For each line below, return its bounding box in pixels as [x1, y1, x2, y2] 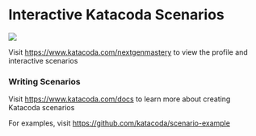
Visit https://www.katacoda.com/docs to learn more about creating [8, 94, 231, 104]
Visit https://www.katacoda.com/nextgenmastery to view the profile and [8, 47, 248, 57]
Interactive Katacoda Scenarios [8, 6, 225, 24]
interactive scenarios [8, 56, 78, 65]
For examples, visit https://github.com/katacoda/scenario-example [8, 118, 230, 128]
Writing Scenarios [8, 76, 81, 87]
